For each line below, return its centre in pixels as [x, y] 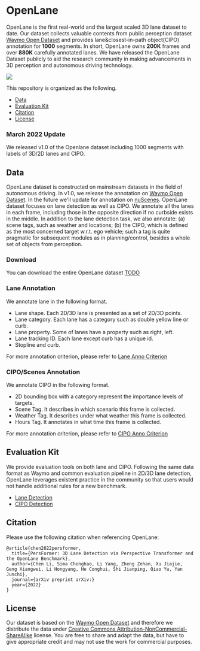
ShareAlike [19, 635]
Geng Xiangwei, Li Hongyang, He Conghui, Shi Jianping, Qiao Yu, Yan [95, 569]
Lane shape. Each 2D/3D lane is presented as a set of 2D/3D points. [98, 313]
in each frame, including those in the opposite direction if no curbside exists [100, 213]
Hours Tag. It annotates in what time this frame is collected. [88, 422]
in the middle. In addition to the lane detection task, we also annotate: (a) [96, 219]
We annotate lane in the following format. [57, 301]
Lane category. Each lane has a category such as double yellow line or [101, 319]
